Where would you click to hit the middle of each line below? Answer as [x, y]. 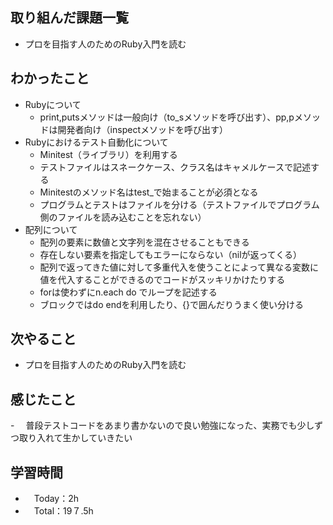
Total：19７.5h [63, 511]
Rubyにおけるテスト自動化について [96, 142]
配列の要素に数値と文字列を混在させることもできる [144, 242]
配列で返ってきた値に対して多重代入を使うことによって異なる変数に [179, 267]
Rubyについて [53, 104]
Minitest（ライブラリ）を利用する [108, 154]
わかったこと [50, 78]
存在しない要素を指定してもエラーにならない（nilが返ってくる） [171, 254]
